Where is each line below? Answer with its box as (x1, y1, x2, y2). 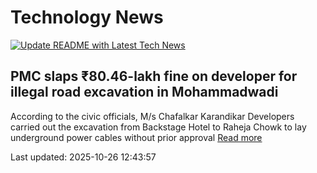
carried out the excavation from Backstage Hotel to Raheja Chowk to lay (10, 121, 307, 133)
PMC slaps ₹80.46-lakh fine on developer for (10, 68, 298, 85)
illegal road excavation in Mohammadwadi (10, 84, 279, 101)
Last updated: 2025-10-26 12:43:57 (10, 151, 157, 163)
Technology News (10, 6, 164, 29)
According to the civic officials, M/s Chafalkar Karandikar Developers (10, 110, 295, 122)
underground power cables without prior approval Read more (10, 131, 263, 143)
